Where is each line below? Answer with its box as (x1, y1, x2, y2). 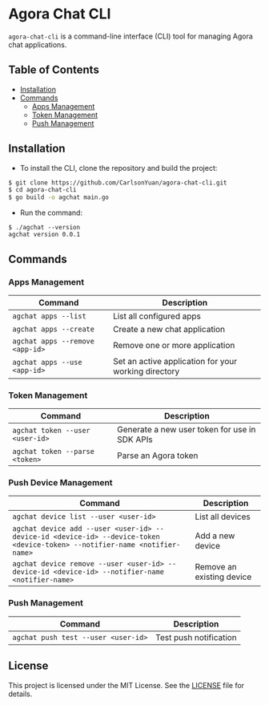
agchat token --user (12, 426, 90, 436)
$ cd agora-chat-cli (8, 186, 78, 194)
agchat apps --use (12, 358, 82, 367)
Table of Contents (8, 63, 100, 77)
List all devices (195, 511, 251, 522)
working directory (113, 366, 180, 377)
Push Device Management (8, 477, 114, 488)
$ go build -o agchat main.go (8, 193, 110, 201)
